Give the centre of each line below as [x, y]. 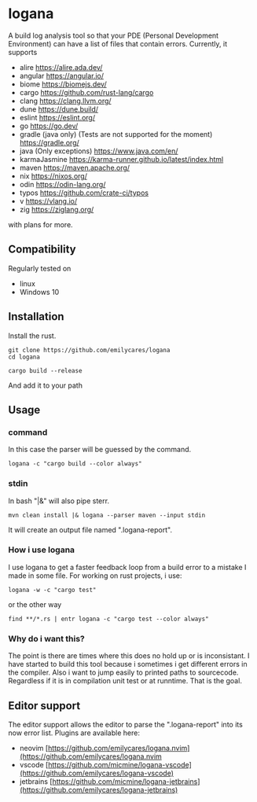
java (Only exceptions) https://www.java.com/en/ [99, 151]
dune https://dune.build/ [59, 109]
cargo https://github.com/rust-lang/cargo [86, 92]
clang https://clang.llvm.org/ [65, 101]
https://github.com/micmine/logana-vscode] [120, 764]
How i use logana [42, 550]
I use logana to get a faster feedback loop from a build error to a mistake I [127, 567]
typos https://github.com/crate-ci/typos [84, 193]
